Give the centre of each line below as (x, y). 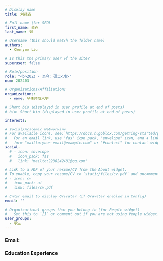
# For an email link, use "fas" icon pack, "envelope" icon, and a (77, 138)
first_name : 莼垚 (22, 27)
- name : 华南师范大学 (29, 98)
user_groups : (18, 219)
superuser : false (23, 63)
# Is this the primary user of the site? (48, 58)
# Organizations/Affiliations (36, 90)
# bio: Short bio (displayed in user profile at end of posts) (70, 112)
